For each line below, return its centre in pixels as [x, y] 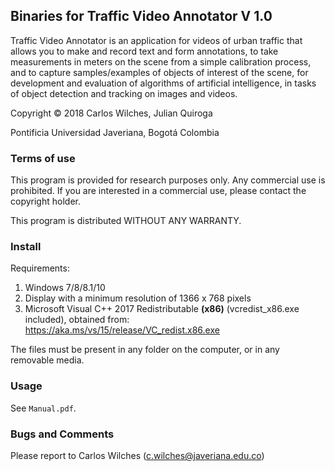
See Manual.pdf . [43, 408]
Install [26, 247]
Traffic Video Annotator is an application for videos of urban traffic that [156, 40]
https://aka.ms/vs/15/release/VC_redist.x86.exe [122, 330]
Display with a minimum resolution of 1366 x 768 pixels [138, 298]
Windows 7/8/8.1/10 [65, 288]
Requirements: [40, 268]
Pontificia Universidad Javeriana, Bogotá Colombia [115, 132]
